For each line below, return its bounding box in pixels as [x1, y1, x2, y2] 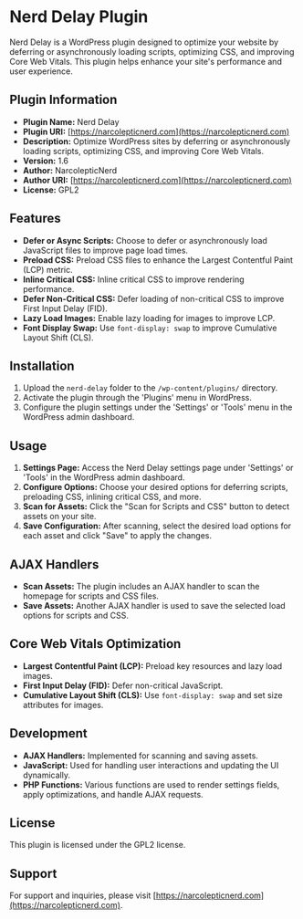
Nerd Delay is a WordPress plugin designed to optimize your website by [9, 37, 279, 47]
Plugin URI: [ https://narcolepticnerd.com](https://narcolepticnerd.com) [22, 126, 290, 137]
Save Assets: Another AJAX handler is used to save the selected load [22, 600, 286, 611]
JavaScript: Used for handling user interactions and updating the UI [22, 759, 279, 770]
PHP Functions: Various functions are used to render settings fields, [22, 778, 280, 790]
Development [9, 726, 89, 741]
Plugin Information [9, 92, 118, 108]
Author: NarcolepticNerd [22, 164, 118, 175]
